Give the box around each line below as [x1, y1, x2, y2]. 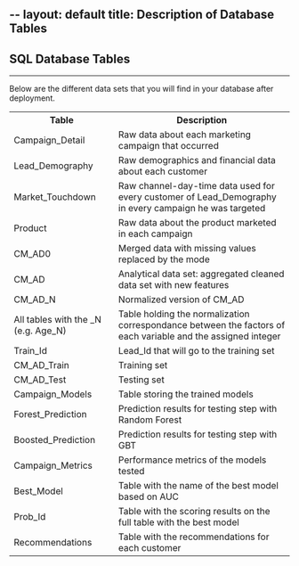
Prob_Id [13, 511, 46, 523]
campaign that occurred [118, 140, 220, 152]
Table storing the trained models [118, 388, 254, 400]
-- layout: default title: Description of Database [9, 7, 275, 22]
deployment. [9, 93, 55, 103]
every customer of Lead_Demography [118, 191, 278, 203]
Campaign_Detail [13, 134, 85, 146]
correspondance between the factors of [118, 319, 286, 332]
